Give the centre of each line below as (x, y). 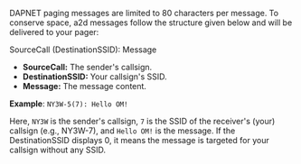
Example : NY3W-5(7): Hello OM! (69, 104)
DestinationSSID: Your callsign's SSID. (94, 77)
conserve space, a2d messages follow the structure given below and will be (151, 23)
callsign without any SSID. (58, 150)
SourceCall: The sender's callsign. (87, 67)
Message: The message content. (85, 86)
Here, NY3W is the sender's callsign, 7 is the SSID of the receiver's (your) (142, 121)
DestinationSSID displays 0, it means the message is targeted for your (139, 140)
